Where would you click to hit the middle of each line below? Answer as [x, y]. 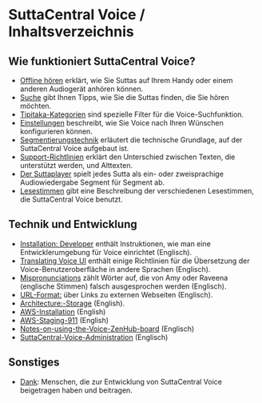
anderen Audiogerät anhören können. [81, 89]
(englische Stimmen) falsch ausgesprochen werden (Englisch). [123, 286]
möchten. [36, 106]
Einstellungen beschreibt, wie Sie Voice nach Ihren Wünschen [121, 123]
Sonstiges [34, 363]
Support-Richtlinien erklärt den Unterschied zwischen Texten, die [127, 157]
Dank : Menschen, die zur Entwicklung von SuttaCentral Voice [121, 381]
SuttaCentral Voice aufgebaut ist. [74, 148]
